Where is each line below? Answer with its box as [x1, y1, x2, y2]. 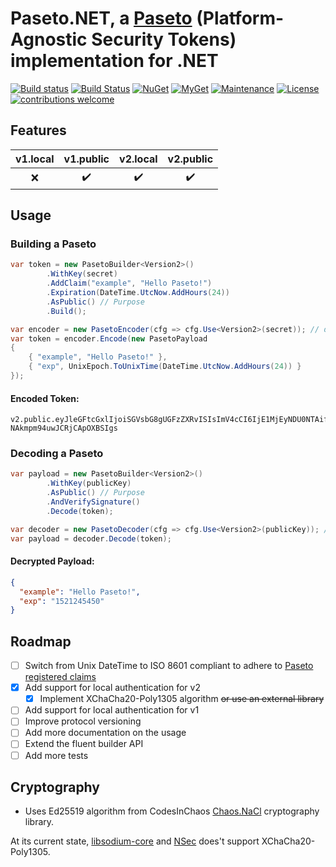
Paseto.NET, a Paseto [10, 7, 193, 30]
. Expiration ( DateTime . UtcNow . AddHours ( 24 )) [46, 288, 230, 298]
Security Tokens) [91, 28, 237, 51]
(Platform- [196, 7, 285, 30]
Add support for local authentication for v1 [24, 704, 200, 716]
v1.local [15, 152, 55, 166]
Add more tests [24, 749, 89, 761]
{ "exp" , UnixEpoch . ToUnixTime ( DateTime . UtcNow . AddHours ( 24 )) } [28, 362, 302, 372]
